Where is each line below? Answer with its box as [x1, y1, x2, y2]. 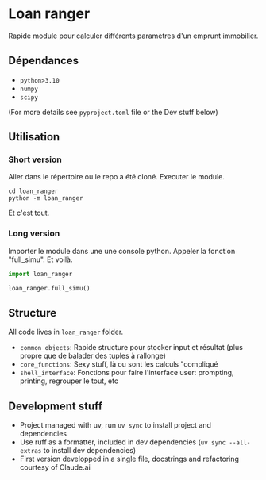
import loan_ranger [8, 270, 73, 278]
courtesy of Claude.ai [19, 463, 91, 472]
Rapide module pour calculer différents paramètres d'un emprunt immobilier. [8, 31, 259, 40]
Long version [8, 228, 60, 239]
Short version [8, 154, 62, 165]
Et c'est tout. [8, 208, 50, 218]
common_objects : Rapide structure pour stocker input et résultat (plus [19, 343, 244, 352]
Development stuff [8, 399, 103, 413]
